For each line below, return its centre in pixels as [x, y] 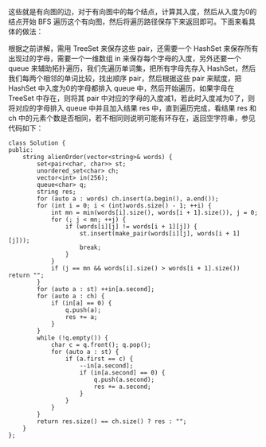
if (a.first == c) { [99, 359]
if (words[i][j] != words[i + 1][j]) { [131, 227]
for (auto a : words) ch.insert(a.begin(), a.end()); [128, 199]
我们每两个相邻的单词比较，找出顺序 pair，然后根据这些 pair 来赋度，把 [125, 78]
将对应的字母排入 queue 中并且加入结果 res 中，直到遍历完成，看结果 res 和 [133, 108]
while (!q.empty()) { [73, 338]
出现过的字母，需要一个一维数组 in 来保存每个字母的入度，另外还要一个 [125, 58]
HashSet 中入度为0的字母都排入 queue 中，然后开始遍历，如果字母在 [121, 88]
